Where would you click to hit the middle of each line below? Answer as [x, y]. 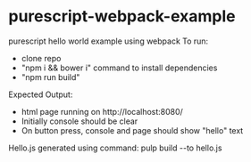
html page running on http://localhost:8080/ [102, 111]
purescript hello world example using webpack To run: [109, 41]
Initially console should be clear [79, 121]
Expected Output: [41, 94]
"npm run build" [50, 77]
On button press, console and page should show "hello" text [132, 130]
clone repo [41, 58]
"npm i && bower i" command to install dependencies [119, 68]
